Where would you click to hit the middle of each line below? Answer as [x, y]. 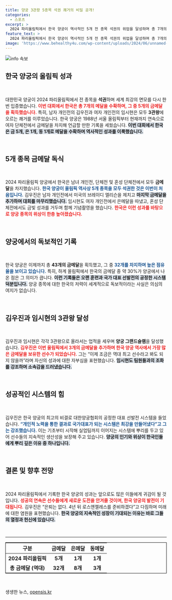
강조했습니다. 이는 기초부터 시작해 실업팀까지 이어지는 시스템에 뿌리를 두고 [84, 430]
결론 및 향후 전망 [29, 471]
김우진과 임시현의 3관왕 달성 [47, 318]
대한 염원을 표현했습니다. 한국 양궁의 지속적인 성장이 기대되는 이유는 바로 [82, 513]
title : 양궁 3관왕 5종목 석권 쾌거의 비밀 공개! [50, 10]
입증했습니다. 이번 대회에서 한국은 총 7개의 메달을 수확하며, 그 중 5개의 [80, 106]
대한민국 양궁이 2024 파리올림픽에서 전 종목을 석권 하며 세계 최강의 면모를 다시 [83, 99]
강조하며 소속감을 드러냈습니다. [41, 367]
